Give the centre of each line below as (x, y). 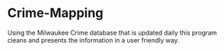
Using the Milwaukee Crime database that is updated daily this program (112, 33)
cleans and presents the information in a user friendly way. (94, 40)
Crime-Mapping (55, 13)
